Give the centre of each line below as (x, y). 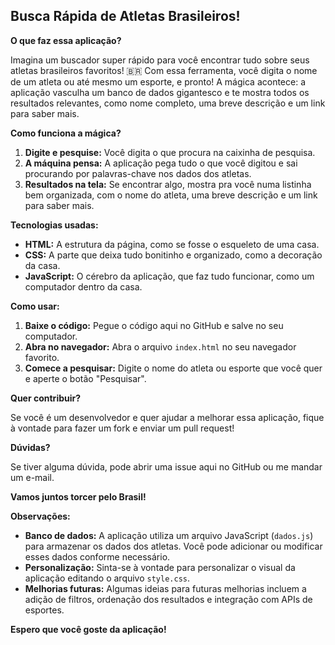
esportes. (44, 610)
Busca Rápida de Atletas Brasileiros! (125, 16)
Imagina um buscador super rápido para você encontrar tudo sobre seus (160, 60)
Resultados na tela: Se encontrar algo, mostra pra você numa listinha (168, 184)
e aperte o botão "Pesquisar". (85, 378)
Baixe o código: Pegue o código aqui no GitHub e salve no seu (154, 325)
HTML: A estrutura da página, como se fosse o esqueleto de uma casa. (172, 244)
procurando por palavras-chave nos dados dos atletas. (138, 173)
